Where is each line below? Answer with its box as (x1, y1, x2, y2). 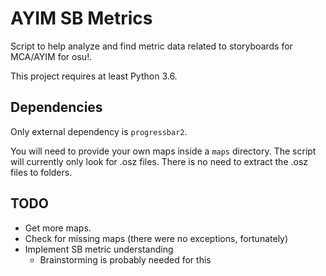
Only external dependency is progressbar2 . (10, 125, 188, 137)
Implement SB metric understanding (24, 243, 174, 255)
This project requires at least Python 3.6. (10, 70, 178, 82)
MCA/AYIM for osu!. (10, 50, 93, 62)
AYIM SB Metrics (10, 7, 153, 30)
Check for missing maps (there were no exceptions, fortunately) (24, 232, 289, 244)
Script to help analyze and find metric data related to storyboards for (10, 40, 293, 52)
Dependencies (10, 99, 103, 116)
